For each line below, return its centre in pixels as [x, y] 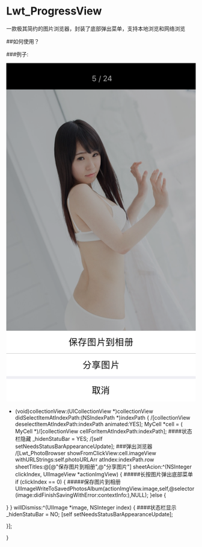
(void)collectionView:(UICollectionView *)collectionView [84, 411]
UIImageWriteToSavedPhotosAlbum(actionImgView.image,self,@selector [105, 489]
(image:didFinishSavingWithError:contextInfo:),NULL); [82, 495]
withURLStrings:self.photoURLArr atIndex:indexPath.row [84, 459]
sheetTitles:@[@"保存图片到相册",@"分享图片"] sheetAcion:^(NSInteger [103, 467]
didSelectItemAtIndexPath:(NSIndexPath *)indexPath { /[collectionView [103, 418]
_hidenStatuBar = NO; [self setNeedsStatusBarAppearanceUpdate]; [90, 514]
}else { [158, 495]
